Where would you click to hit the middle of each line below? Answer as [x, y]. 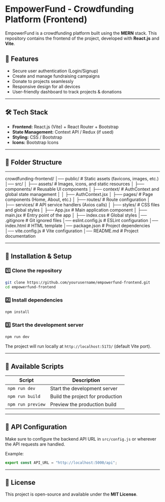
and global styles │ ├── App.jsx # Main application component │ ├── [76, 210]
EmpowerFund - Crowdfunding [69, 9]
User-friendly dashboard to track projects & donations [67, 91]
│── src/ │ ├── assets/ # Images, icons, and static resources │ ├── [75, 184]
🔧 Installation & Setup [39, 256]
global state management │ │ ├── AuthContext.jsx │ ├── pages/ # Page [79, 195]
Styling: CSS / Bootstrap [37, 137]
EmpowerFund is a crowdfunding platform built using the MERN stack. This [81, 33]
